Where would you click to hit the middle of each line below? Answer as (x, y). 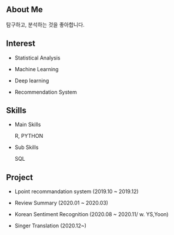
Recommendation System (46, 92)
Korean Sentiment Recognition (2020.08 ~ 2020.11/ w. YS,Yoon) (91, 214)
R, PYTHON (29, 136)
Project (20, 177)
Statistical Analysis (37, 58)
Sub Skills (26, 147)
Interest (21, 44)
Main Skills (28, 125)
